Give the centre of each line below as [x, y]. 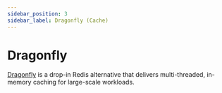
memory [19, 82]
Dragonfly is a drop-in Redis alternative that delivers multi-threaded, [106, 75]
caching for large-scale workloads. [84, 82]
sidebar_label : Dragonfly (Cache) [58, 20]
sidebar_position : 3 [38, 14]
